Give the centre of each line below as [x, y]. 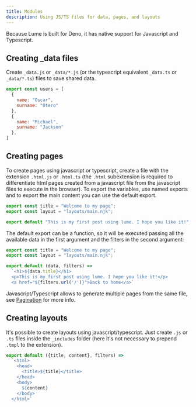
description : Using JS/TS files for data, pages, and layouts [83, 17]
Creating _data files [42, 58]
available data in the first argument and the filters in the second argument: [95, 239]
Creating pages [35, 156]
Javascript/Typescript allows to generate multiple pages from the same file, [97, 294]
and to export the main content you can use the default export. [81, 195]
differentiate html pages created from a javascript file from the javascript [93, 182]
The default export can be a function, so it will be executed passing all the [95, 233]
